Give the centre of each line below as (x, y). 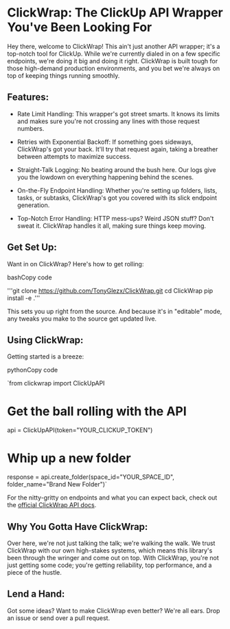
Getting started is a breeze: (46, 356)
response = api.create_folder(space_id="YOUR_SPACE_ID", (91, 477)
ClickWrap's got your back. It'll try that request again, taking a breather (117, 149)
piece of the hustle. (34, 573)
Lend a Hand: (36, 594)
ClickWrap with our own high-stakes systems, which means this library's (110, 551)
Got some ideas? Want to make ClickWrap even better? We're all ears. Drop (114, 610)
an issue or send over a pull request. (59, 618)
